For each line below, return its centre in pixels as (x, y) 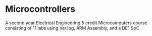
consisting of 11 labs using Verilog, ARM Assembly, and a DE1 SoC (72, 28)
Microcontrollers (40, 9)
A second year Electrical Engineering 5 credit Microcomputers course (76, 23)
